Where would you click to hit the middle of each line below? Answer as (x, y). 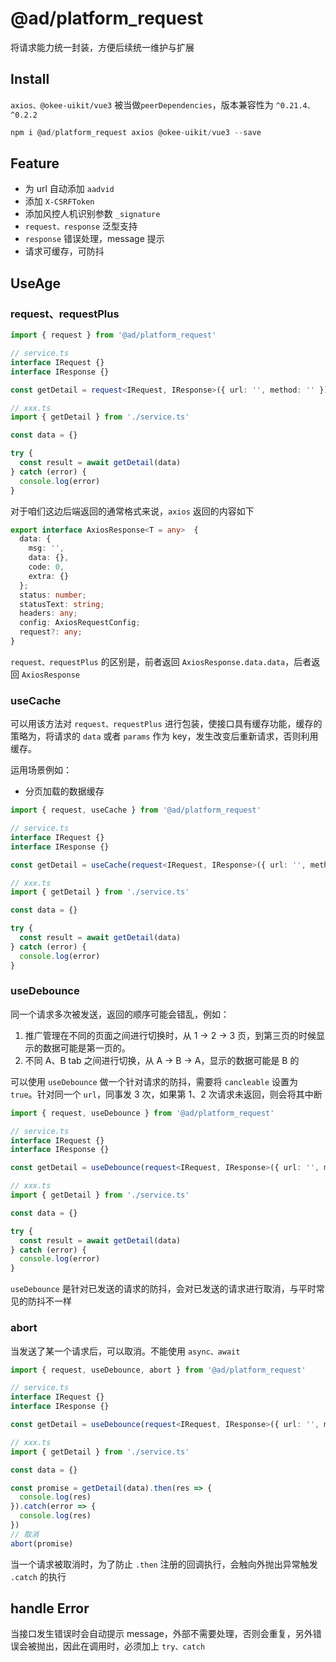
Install (30, 79)
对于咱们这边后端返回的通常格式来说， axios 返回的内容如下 (132, 511)
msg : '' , (46, 548)
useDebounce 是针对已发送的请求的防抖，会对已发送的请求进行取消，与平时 (163, 1289)
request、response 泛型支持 (81, 226)
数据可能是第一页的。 (86, 1048)
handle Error (50, 1608)
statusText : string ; (62, 604)
